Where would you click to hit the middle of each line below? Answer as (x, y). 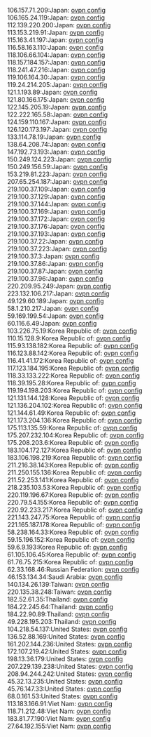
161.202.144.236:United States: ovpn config (70, 644)
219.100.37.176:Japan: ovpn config (56, 226)
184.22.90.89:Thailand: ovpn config (58, 614)
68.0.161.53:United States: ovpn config (63, 696)
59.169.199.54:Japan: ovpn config (56, 316)
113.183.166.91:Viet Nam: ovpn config (60, 704)
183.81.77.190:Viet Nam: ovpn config (59, 718)
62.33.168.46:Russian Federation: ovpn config (73, 569)
